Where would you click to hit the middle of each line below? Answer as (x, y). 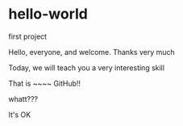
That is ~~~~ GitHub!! (45, 83)
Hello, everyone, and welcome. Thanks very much (91, 52)
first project (27, 36)
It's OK (20, 115)
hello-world (48, 14)
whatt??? (23, 99)
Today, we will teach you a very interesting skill (87, 67)
